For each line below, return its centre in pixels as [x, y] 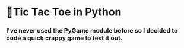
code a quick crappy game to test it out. [64, 38]
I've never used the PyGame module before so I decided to [92, 31]
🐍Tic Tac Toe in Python [64, 12]
